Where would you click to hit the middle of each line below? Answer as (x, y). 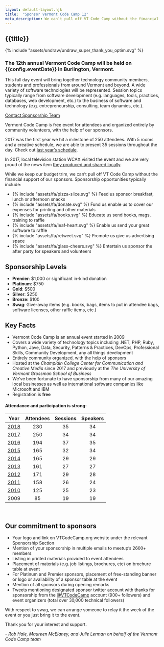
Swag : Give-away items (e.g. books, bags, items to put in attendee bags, (85, 305)
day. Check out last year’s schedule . (42, 150)
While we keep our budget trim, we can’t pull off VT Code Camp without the (82, 174)
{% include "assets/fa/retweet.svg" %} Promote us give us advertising (83, 236)
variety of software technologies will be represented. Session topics (74, 90)
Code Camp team (23, 639)
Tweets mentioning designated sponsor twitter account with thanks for (83, 590)
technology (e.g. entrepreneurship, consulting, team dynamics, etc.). (74, 106)
